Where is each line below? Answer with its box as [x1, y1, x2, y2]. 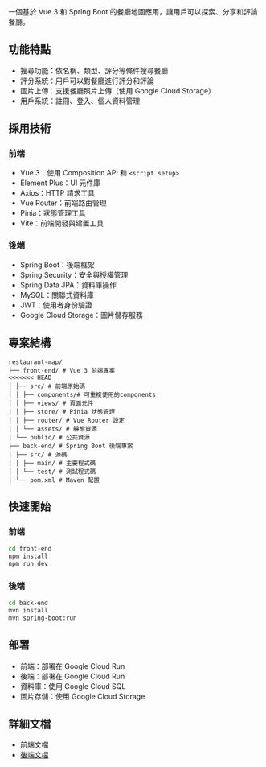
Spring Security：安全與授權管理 [19, 270, 129, 279]
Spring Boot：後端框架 [19, 260, 95, 270]
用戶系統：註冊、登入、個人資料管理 [19, 96, 141, 105]
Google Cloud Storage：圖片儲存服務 [19, 310, 143, 320]
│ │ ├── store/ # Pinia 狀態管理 [8, 407, 116, 416]
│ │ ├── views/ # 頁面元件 [8, 399, 94, 407]
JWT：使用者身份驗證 [19, 300, 92, 310]
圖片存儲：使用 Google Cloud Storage [19, 691, 145, 701]
